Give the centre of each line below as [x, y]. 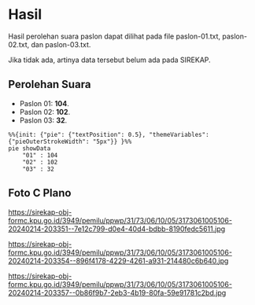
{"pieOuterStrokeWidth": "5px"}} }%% [70, 141]
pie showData [30, 148]
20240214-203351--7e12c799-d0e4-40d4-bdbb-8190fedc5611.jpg [117, 229]
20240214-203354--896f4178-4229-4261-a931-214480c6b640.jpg [118, 260]
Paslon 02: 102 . [45, 112]
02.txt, [19, 44]
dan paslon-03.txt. [61, 44]
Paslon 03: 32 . [43, 120]
